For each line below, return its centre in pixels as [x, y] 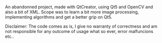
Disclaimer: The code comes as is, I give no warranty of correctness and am [81, 26]
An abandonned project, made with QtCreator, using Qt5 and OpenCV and [79, 7]
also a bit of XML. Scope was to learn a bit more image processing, [72, 12]
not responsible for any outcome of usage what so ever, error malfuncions [79, 31]
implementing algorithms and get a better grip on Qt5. [59, 17]
